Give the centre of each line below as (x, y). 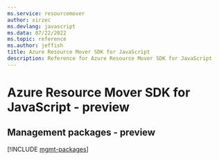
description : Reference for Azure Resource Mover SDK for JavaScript (110, 59)
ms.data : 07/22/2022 (37, 33)
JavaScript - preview (69, 107)
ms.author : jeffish (35, 46)
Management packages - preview (81, 133)
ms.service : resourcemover (46, 13)
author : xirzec (29, 20)
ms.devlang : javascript (42, 26)
